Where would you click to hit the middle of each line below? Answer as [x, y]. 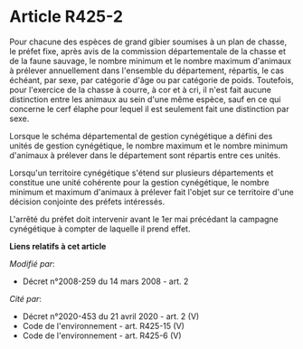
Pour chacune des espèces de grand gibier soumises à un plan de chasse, [148, 42]
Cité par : [26, 298]
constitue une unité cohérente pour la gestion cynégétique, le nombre [139, 182]
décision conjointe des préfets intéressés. [87, 202]
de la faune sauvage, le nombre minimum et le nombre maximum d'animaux [151, 61]
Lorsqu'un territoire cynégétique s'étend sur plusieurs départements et [142, 173]
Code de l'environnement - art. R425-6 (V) [102, 335]
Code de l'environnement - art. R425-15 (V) [104, 325]
